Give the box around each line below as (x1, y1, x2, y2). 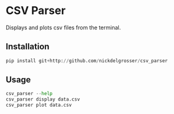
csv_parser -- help (6, 91, 53, 97)
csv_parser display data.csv (6, 96, 80, 102)
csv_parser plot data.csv (6, 102, 72, 109)
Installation (6, 41, 50, 52)
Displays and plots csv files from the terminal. (6, 24, 121, 31)
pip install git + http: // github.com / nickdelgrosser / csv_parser (6, 57, 168, 64)
